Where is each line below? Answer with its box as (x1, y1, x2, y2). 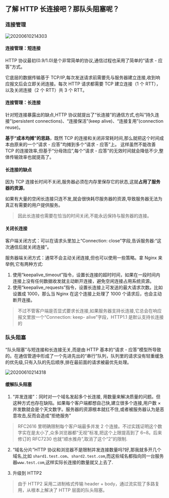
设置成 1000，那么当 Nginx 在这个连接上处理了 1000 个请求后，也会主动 (12, 290, 162, 296)
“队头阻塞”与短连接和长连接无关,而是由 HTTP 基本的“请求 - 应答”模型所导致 (5, 346, 161, 353)
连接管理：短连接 (5, 45, 41, 52)
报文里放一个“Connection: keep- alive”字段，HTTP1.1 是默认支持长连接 (17, 314, 164, 320)
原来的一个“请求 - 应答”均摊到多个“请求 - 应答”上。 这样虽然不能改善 (14, 141, 156, 147)
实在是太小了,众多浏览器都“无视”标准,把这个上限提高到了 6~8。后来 (22, 430, 162, 435)
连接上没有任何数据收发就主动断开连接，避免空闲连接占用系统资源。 (12, 278, 154, 284)
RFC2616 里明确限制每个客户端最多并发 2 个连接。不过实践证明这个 (17, 423, 158, 429)
